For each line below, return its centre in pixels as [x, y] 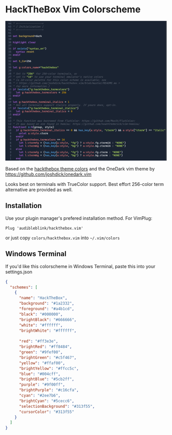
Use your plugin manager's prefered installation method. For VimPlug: [79, 218]
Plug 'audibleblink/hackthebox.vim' [44, 228]
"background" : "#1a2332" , [46, 304]
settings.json [19, 272]
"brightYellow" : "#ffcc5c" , [49, 368]
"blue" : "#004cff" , [39, 374]
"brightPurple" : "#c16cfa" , [49, 390]
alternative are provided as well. [39, 190]
